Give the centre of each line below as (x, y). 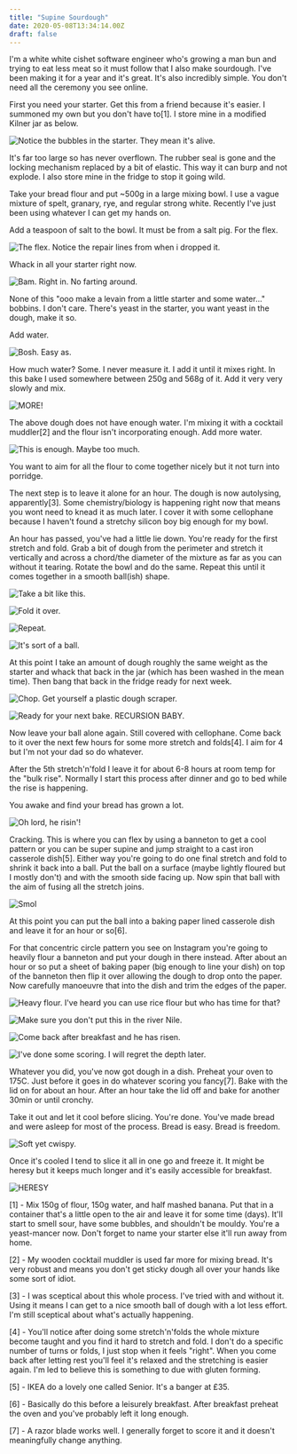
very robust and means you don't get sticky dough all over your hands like (145, 1269)
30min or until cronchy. (51, 1100)
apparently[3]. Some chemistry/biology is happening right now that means (145, 503)
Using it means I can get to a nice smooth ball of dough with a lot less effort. (148, 1306)
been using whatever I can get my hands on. (90, 213)
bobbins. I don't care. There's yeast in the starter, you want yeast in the (140, 308)
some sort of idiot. (43, 1279)
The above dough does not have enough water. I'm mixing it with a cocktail (146, 423)
